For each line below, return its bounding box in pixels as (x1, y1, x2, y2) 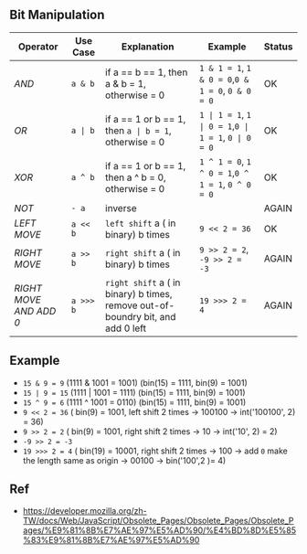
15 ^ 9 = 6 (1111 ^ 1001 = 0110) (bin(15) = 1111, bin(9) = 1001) (22, 397, 247, 408)
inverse (104, 201, 137, 214)
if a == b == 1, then (104, 66, 188, 79)
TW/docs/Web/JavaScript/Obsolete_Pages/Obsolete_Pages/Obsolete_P (22, 516, 294, 527)
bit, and (143, 310, 176, 323)
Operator (17, 40, 58, 53)
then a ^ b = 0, (104, 171, 166, 184)
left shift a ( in (104, 217, 176, 229)
